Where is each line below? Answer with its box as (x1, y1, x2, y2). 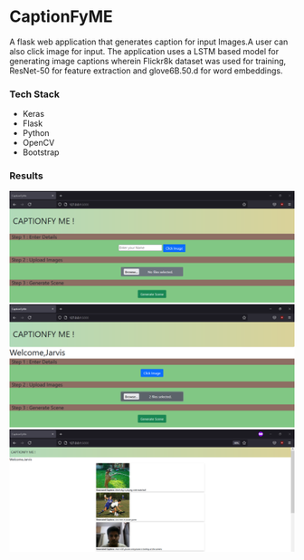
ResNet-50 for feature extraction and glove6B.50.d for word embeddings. (9, 65, 283, 76)
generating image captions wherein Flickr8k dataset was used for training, (9, 55, 287, 66)
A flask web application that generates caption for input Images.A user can (9, 36, 289, 47)
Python (22, 128, 50, 139)
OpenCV (22, 138, 55, 149)
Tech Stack (9, 88, 61, 101)
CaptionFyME (9, 6, 113, 27)
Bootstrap (22, 147, 60, 158)
